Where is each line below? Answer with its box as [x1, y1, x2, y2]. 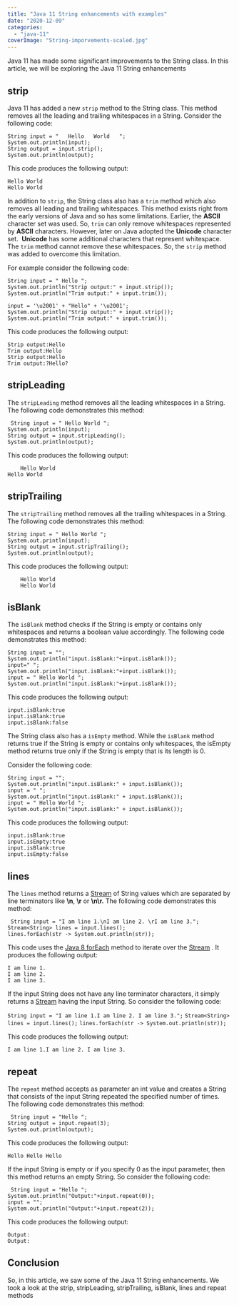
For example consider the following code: [7, 263, 130, 272]
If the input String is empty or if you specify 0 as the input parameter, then [7, 1165, 225, 1173]
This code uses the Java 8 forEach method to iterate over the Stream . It [7, 943, 220, 952]
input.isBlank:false [7, 719, 69, 727]
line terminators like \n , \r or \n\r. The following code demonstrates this [7, 897, 217, 905]
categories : [7, 24, 43, 31]
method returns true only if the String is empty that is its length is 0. [7, 747, 206, 755]
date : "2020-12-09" [7, 17, 66, 24]
